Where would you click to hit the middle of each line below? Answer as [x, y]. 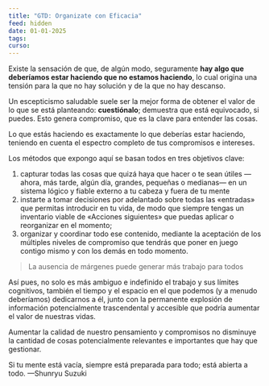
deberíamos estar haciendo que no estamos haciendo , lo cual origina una [133, 77]
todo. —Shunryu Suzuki [48, 374]
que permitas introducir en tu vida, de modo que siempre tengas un [132, 208]
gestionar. [25, 349]
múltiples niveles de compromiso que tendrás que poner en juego [129, 243]
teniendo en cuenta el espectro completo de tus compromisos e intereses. [132, 143]
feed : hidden [30, 23]
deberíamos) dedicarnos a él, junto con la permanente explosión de [120, 300]
